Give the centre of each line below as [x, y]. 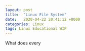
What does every [23, 43]
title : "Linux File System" [36, 15]
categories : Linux [25, 24]
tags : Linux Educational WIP [36, 29]
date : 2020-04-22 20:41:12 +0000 [43, 19]
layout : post [19, 10]
